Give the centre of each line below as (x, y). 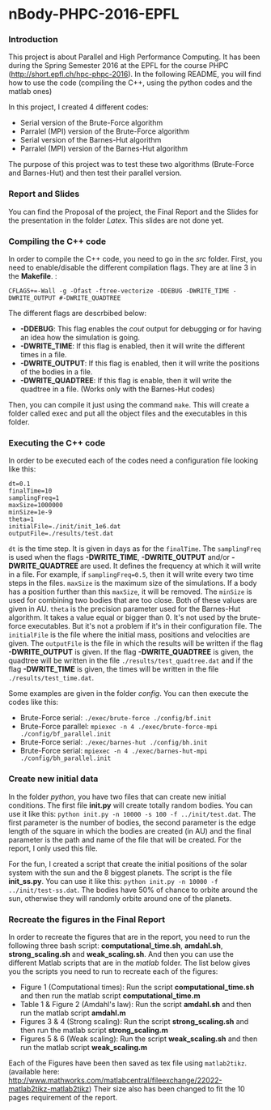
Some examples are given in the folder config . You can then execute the (129, 694)
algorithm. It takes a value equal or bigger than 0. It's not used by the (123, 617)
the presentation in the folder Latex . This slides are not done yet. (116, 220)
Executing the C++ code (57, 443)
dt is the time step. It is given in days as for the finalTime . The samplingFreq (135, 549)
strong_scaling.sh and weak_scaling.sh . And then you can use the (121, 954)
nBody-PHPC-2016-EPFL (94, 14)
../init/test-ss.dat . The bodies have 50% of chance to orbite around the (133, 890)
